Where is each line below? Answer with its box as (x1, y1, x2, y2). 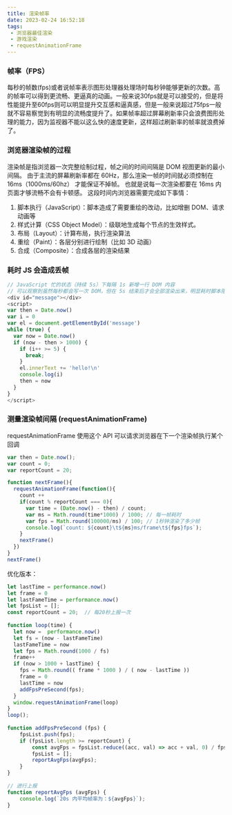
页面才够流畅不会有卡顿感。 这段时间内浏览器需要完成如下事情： (7, 188, 191, 197)
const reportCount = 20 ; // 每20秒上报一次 (7, 609, 131, 616)
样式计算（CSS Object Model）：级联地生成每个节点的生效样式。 (17, 220, 200, 229)
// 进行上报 (7, 782, 38, 789)
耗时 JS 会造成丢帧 (7, 265, 69, 275)
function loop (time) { (7, 622, 72, 629)
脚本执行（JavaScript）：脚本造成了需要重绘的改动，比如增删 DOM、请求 (17, 203, 224, 211)
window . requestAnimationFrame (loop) (13, 699, 119, 706)
